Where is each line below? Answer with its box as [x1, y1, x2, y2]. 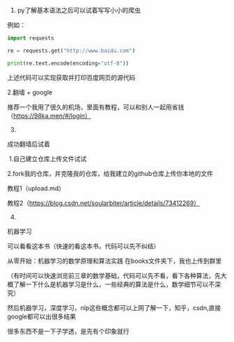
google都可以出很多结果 [7, 312, 77, 320]
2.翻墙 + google [7, 88, 53, 96]
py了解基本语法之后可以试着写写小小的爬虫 [17, 6, 141, 14]
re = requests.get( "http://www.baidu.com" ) [7, 47, 136, 54]
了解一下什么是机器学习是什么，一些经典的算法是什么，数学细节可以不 [13, 280, 214, 288]
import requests [7, 35, 54, 42]
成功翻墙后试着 [7, 140, 50, 148]
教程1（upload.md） [7, 184, 65, 193]
